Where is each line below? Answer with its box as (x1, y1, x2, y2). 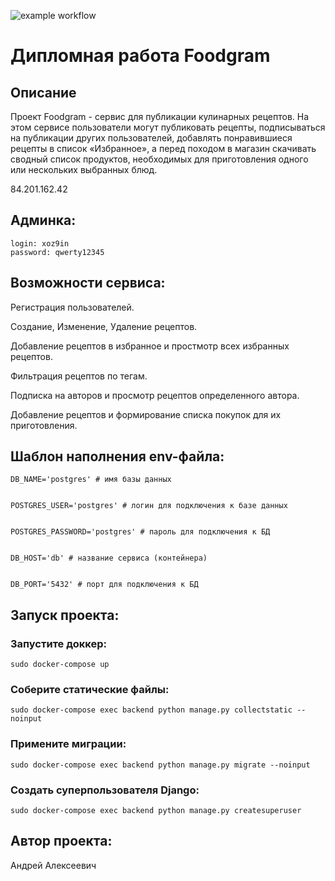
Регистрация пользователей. (10, 301, 135, 313)
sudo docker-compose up (10, 660, 110, 670)
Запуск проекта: (10, 606, 120, 624)
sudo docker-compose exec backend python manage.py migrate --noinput (10, 760, 311, 770)
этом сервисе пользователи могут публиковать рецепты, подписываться (10, 121, 326, 133)
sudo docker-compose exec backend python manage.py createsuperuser (10, 806, 302, 816)
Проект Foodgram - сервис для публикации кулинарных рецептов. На (10, 111, 310, 122)
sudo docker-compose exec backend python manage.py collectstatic (10, 705, 293, 715)
